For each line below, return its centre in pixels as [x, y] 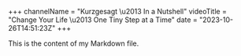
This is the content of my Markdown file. [74, 43]
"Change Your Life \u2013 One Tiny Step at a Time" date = [103, 20]
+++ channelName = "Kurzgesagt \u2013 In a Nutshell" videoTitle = [117, 11]
